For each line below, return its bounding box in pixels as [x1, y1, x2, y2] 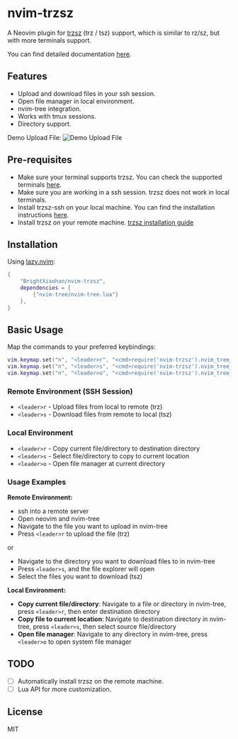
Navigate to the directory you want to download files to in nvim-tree [17, 556, 215, 566]
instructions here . [17, 210, 69, 219]
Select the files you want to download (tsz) [17, 572, 143, 581]
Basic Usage [7, 324, 64, 336]
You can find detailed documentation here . [7, 50, 132, 58]
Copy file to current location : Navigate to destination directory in [17, 615, 208, 623]
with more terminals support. [7, 36, 92, 44]
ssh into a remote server [17, 507, 89, 515]
